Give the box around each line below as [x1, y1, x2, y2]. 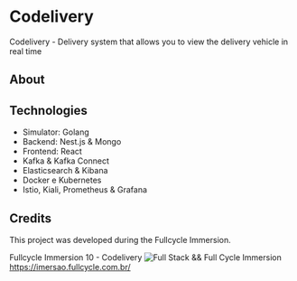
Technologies [9, 102, 88, 118]
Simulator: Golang [22, 126, 89, 137]
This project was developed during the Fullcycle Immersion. [9, 234, 232, 245]
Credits [9, 211, 52, 226]
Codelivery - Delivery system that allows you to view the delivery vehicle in [9, 36, 289, 47]
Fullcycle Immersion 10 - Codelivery [9, 251, 143, 263]
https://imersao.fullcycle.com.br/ [9, 261, 131, 272]
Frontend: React [22, 146, 83, 157]
